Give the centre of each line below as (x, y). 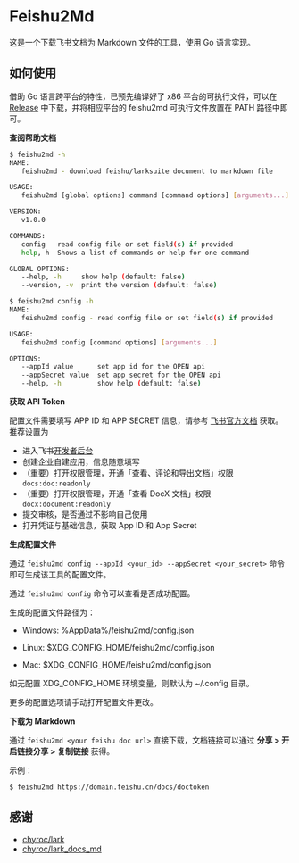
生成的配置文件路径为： (52, 612)
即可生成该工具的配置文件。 (60, 574)
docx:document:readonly (66, 504)
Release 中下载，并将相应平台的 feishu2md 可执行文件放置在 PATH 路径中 (145, 107)
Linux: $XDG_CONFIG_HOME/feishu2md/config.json (119, 647)
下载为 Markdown (42, 721)
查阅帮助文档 (33, 137)
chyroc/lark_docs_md (62, 849)
